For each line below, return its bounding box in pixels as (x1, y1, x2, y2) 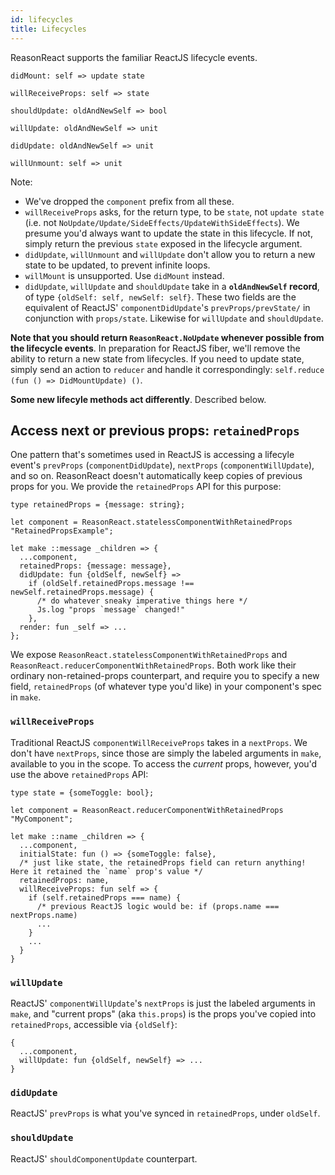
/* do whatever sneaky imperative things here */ (36, 596, 248, 606)
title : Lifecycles (10, 24, 87, 34)
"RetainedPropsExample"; (10, 526, 114, 536)
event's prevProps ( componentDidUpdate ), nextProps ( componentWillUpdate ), (10, 459, 315, 471)
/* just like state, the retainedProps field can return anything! (19, 857, 307, 868)
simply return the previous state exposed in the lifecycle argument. (24, 237, 303, 250)
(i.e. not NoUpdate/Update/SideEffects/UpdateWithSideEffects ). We (24, 216, 300, 228)
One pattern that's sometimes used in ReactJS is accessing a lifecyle (10, 449, 295, 461)
